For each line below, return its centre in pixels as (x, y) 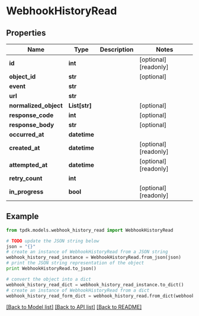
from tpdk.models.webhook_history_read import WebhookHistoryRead (90, 230)
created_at (25, 148)
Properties (26, 33)
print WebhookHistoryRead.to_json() (51, 268)
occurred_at (27, 135)
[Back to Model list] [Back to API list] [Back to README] (74, 307)
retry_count (26, 178)
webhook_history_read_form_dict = (49, 296)
